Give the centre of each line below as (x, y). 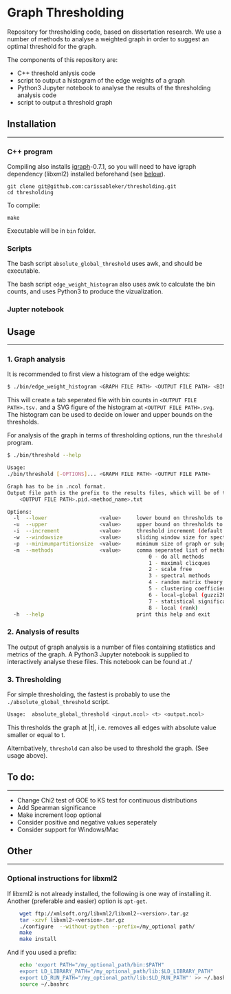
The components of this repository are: (63, 59)
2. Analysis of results (43, 632)
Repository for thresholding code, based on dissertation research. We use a (114, 32)
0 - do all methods (177, 557)
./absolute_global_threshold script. (58, 701)
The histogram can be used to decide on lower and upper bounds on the (110, 415)
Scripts (20, 248)
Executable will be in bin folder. (52, 231)
